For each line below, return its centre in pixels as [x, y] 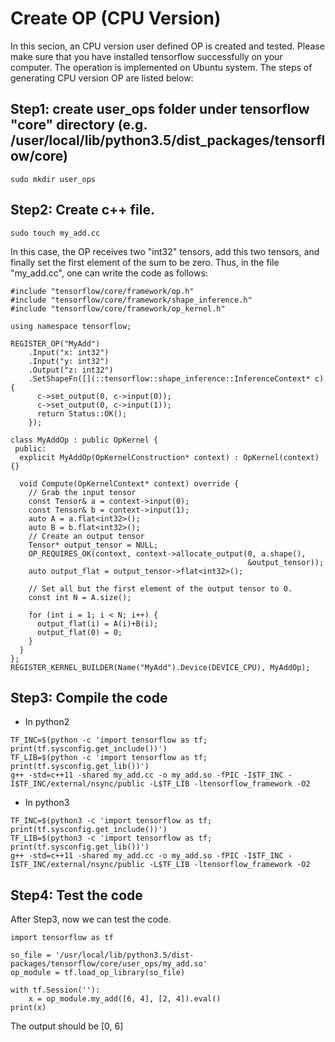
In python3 [47, 803]
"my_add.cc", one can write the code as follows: [109, 273]
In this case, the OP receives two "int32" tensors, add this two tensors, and [165, 251]
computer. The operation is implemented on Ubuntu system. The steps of [161, 67]
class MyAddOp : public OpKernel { [84, 440]
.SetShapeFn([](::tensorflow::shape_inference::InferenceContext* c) [176, 378]
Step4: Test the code [76, 895]
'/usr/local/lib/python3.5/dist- [124, 955]
